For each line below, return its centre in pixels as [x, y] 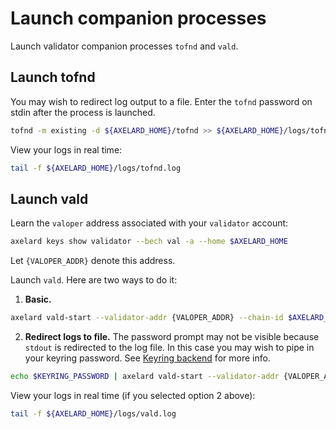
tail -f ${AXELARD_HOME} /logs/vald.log [93, 413]
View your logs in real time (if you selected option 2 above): [133, 395]
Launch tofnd [53, 77]
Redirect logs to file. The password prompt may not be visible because [172, 337]
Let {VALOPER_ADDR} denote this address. [93, 261]
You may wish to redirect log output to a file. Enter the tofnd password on [161, 101]
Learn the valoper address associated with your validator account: [149, 223]
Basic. [38, 299]
